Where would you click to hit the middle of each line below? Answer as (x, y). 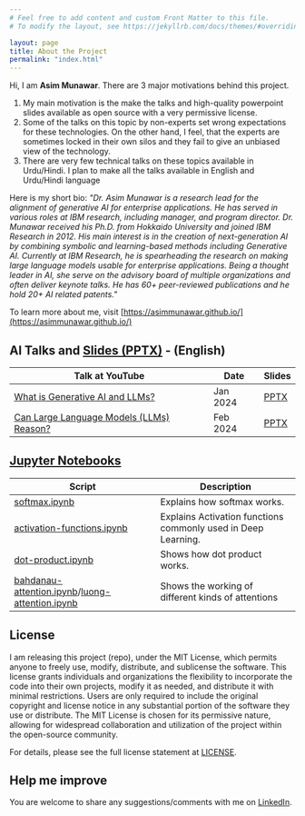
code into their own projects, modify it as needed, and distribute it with (142, 686)
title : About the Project (58, 51)
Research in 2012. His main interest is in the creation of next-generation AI (149, 236)
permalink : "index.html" (56, 60)
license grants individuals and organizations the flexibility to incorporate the (151, 676)
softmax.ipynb (44, 502)
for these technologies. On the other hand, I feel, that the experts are (151, 132)
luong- (96, 592)
